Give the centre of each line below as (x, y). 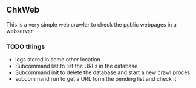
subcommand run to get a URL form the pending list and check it (96, 79)
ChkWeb (23, 10)
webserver (20, 31)
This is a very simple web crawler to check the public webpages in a (91, 24)
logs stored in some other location (58, 60)
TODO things (26, 46)
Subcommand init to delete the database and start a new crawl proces (103, 72)
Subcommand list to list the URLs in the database (76, 66)
